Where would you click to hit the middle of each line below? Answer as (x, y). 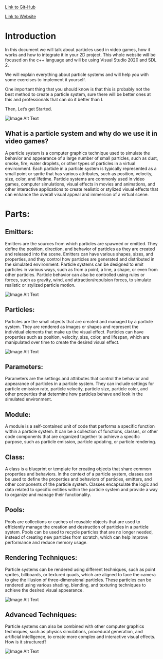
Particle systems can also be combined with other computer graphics (75, 626)
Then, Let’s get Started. (28, 109)
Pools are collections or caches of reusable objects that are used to (73, 522)
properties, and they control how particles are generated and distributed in (80, 259)
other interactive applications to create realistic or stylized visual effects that (81, 189)
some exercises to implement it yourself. (45, 79)
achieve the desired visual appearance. (45, 590)
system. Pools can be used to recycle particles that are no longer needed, (79, 532)
